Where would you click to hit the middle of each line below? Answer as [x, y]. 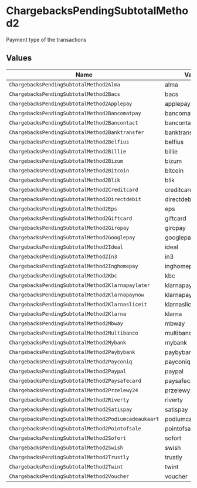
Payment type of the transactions [46, 39]
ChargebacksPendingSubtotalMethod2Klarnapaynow [77, 295]
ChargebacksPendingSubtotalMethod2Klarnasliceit [78, 304]
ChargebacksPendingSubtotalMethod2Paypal [68, 371]
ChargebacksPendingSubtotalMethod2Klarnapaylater [80, 285]
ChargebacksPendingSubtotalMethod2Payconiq [71, 362]
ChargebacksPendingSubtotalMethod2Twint [66, 467]
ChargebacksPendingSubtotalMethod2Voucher [69, 476]
